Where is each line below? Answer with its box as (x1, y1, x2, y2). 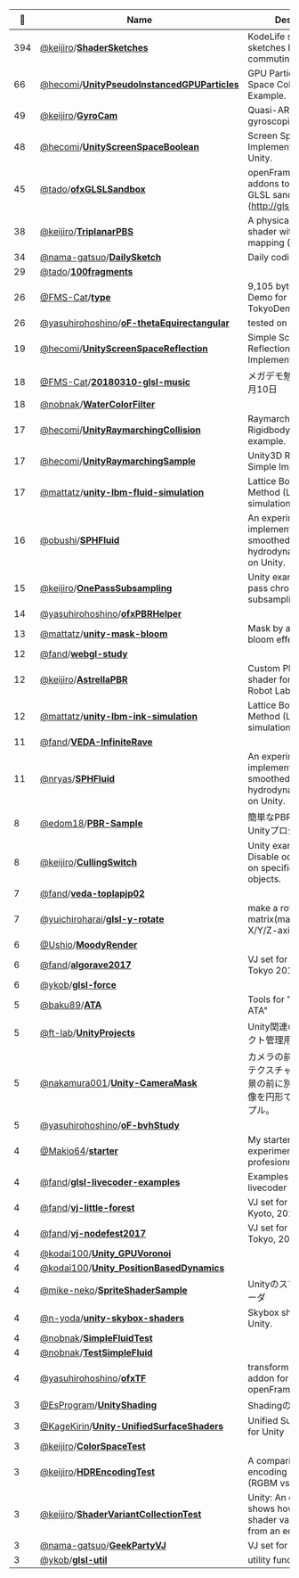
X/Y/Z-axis (247, 925, 295, 936)
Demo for (247, 292, 287, 303)
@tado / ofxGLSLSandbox (39, 183, 146, 195)
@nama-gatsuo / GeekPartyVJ (39, 1540, 166, 1551)
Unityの (247, 1278, 279, 1290)
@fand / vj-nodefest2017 (39, 1228, 147, 1239)
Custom (247, 662, 281, 674)
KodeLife (247, 30, 286, 43)
